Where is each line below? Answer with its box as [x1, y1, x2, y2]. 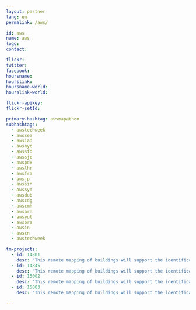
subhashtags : [6, 121, 38, 128]
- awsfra [11, 170, 33, 176]
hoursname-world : [6, 84, 48, 90]
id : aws [6, 30, 25, 36]
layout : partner [6, 8, 45, 15]
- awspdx [11, 159, 33, 166]
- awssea [11, 132, 33, 138]
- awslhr [11, 165, 33, 171]
